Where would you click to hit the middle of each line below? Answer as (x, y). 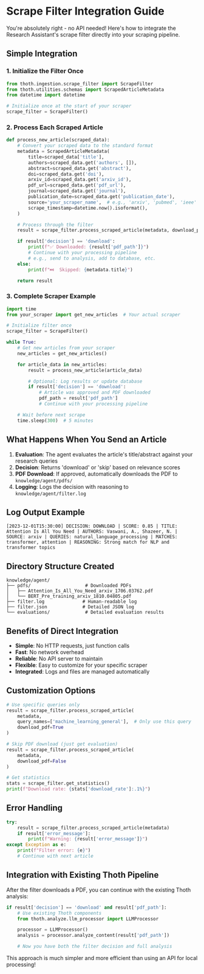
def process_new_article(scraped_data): (58, 140)
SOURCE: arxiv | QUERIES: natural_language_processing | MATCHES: (92, 537)
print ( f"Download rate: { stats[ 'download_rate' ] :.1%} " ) (78, 789)
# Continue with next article (56, 856)
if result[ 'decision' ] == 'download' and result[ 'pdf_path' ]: (87, 907)
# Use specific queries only (43, 705)
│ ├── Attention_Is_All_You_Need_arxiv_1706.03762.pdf (80, 591)
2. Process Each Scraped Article (55, 127)
